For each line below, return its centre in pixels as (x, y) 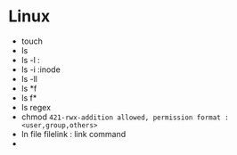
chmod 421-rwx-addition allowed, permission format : (125, 117)
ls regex (36, 107)
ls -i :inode (41, 69)
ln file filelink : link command (74, 134)
